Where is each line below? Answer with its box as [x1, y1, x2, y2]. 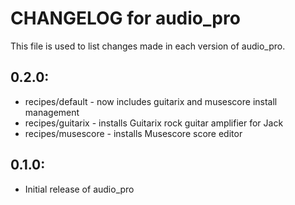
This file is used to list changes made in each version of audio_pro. [10, 40, 286, 52]
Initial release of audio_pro [24, 183, 135, 195]
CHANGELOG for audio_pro [10, 7, 241, 30]
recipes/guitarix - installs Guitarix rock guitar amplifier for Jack [24, 117, 284, 129]
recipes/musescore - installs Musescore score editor [24, 127, 243, 139]
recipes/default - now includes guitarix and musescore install [24, 95, 278, 107]
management [24, 106, 80, 118]
